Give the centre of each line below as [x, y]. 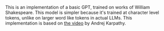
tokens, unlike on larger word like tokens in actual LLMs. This [69, 18]
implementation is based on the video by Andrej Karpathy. [66, 23]
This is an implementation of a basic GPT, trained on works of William [78, 7]
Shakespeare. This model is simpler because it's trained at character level [82, 12]
